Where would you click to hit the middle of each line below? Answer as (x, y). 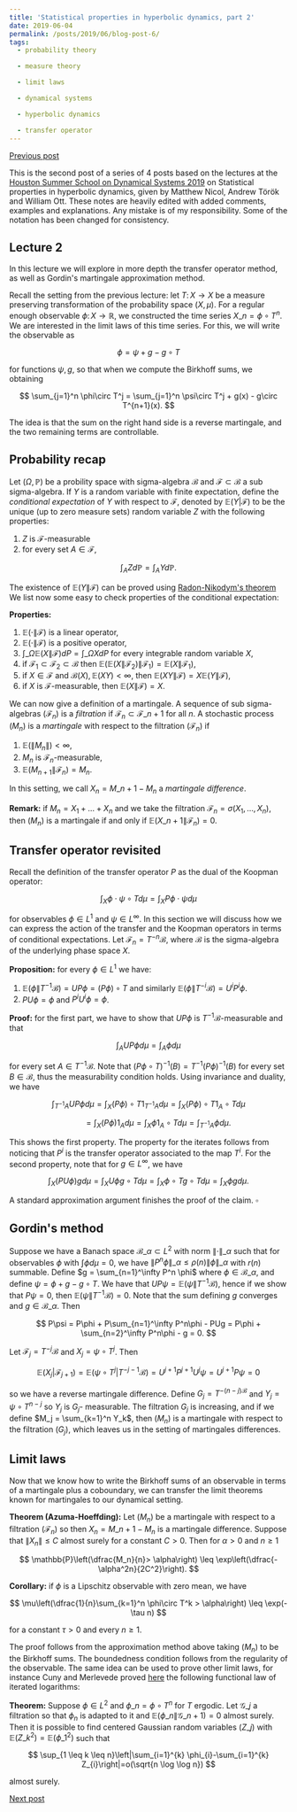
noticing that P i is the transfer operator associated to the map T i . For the (140, 1152)
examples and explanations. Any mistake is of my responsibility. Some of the (148, 210)
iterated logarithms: (45, 1687)
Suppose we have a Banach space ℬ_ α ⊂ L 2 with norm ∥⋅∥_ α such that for (145, 1250)
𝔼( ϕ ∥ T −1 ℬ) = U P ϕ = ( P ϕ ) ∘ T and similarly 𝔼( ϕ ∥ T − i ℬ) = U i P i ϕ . (134, 987)
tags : (19, 42)
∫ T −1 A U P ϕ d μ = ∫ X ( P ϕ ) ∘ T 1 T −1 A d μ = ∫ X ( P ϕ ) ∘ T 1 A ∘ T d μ (148, 1105)
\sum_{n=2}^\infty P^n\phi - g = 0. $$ (148, 1333)
